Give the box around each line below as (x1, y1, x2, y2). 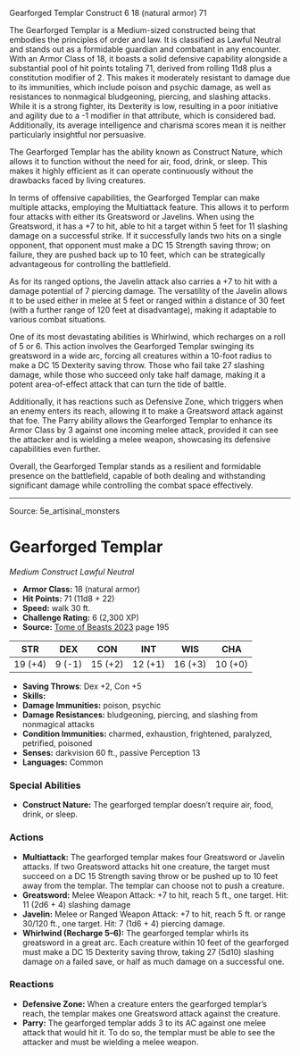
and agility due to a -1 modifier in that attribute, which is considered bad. (9, 111, 277, 121)
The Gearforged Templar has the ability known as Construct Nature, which (9, 147, 283, 157)
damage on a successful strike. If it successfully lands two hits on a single (9, 230, 282, 240)
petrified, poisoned (21, 737, 93, 749)
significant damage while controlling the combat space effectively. (9, 480, 254, 490)
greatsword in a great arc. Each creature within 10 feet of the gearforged (21, 937, 289, 948)
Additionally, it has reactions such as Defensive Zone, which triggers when (9, 397, 284, 406)
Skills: (21, 690, 46, 700)
